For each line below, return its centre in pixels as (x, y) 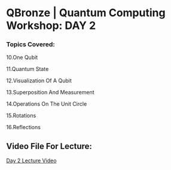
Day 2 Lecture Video (31, 161)
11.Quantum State (28, 69)
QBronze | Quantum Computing (86, 13)
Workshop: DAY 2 (51, 26)
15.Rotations (21, 116)
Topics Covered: (30, 44)
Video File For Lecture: (49, 146)
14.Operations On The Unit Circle (47, 104)
